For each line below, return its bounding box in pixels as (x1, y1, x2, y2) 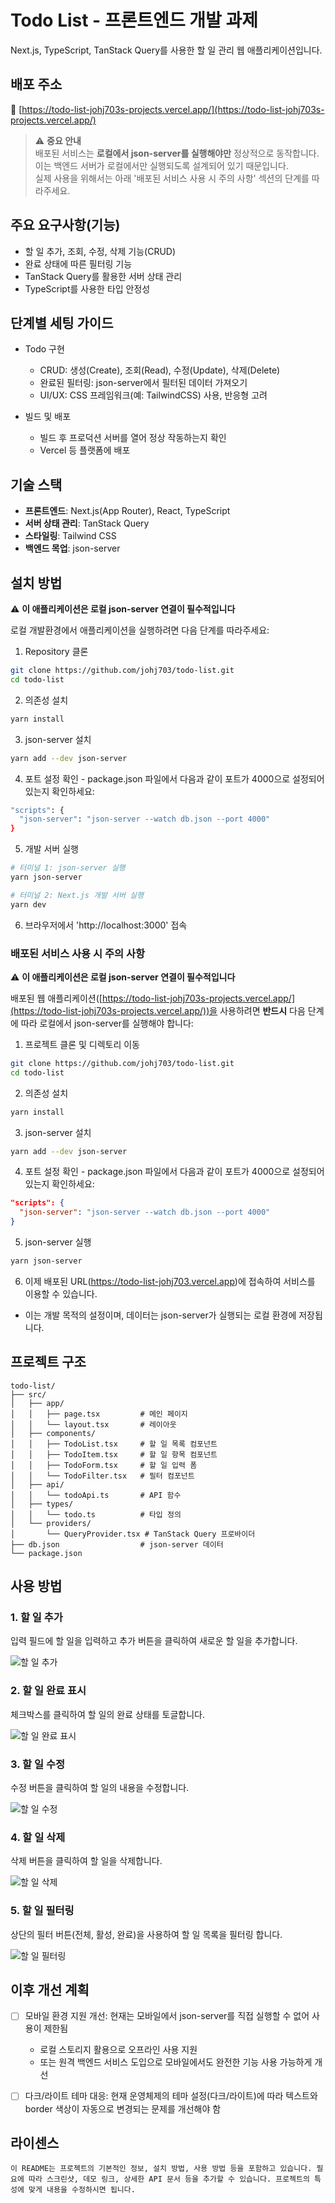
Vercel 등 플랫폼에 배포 (39, 444, 131, 456)
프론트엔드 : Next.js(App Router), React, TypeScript (24, 505, 231, 517)
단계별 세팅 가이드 (10, 314, 114, 331)
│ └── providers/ (10, 1518, 92, 1528)
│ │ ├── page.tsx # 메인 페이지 (10, 1409, 188, 1419)
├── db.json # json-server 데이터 (10, 1539, 224, 1550)
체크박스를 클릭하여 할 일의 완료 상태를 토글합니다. (10, 1708, 206, 1720)
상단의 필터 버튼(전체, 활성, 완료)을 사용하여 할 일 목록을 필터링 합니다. (10, 1928, 283, 1940)
